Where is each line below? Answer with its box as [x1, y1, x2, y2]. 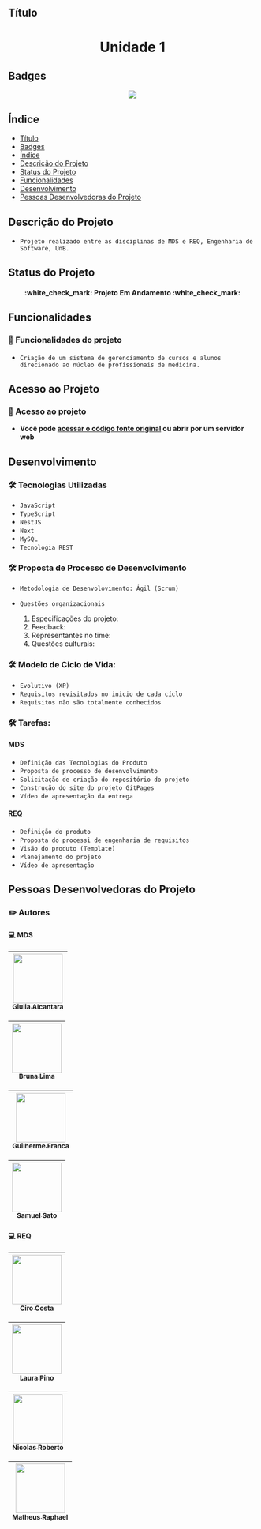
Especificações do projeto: [31, 614, 119, 623]
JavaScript [19, 502, 56, 510]
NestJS [19, 519, 42, 527]
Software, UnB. [19, 245, 70, 253]
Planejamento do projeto [19, 853, 102, 861]
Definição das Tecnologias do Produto [19, 758, 147, 767]
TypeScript [19, 510, 56, 518]
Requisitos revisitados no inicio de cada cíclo [19, 690, 183, 698]
